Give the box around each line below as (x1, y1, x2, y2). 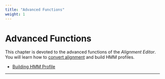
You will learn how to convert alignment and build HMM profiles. (5, 54, 135, 60)
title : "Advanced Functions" (5, 7, 65, 12)
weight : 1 (5, 12, 26, 17)
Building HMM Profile (12, 64, 55, 70)
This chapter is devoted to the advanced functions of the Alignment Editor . (5, 49, 156, 55)
